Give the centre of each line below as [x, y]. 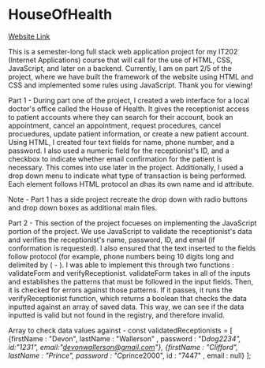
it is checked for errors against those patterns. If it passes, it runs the [120, 290]
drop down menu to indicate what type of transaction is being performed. [127, 176]
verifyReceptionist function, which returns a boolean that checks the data [127, 298]
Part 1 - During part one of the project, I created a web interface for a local [129, 100]
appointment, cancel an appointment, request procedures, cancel [115, 125]
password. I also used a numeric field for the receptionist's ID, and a [119, 151]
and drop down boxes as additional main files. [83, 207]
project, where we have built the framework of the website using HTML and [131, 76]
